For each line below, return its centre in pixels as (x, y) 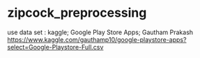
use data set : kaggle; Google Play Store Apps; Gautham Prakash (100, 32)
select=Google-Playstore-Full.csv (55, 47)
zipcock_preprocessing (77, 13)
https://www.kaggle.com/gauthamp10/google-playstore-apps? (97, 39)
